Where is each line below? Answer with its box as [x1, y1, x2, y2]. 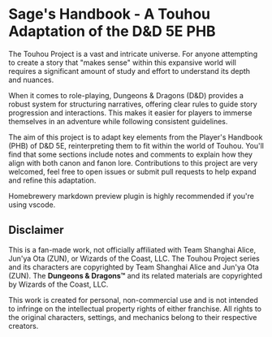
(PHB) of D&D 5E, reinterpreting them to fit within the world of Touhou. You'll [8, 140, 264, 150]
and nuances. [8, 75, 54, 84]
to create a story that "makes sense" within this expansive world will [8, 58, 237, 67]
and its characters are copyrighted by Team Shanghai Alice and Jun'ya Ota [8, 261, 260, 272]
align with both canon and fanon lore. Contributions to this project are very [8, 158, 258, 167]
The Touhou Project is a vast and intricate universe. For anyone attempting [8, 49, 258, 58]
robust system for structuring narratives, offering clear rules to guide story [8, 99, 257, 109]
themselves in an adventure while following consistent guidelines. [8, 116, 228, 126]
